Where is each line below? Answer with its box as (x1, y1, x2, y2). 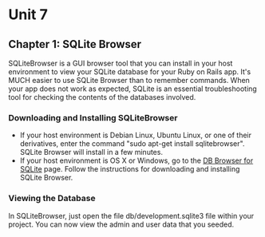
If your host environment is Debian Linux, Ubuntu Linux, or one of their (19, 130, 251, 140)
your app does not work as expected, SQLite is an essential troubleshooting (8, 84, 257, 93)
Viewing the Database (8, 193, 96, 204)
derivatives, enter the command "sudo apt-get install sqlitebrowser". (19, 139, 245, 148)
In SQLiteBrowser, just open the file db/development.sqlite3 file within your (8, 211, 255, 220)
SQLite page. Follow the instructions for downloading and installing (19, 164, 240, 174)
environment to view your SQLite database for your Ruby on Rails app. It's (8, 67, 251, 77)
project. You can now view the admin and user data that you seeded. (8, 219, 235, 229)
